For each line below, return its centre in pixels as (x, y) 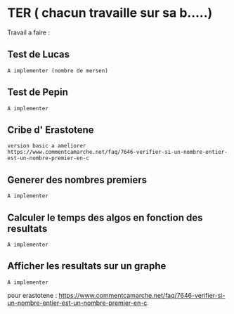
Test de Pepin (38, 92)
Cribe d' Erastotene (51, 130)
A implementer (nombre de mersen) (58, 71)
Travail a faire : (29, 32)
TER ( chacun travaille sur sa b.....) (110, 13)
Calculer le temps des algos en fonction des (105, 217)
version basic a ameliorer (47, 146)
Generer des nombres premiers (77, 179)
